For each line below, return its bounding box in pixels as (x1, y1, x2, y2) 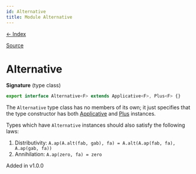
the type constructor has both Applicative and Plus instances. (6, 110, 156, 117)
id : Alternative (6, 8, 46, 15)
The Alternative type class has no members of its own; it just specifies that (6, 104, 191, 111)
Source (6, 42, 24, 49)
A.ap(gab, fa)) (14, 146, 53, 152)
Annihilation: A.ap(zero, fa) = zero (14, 151, 102, 158)
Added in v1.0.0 (6, 162, 44, 169)
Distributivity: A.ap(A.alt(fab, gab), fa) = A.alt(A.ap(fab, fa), (14, 139, 176, 146)
